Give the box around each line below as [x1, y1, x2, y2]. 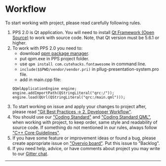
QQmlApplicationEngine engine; [12, 86, 77, 91]
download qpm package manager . [19, 50, 89, 56]
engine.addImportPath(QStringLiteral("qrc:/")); [12, 90, 115, 95]
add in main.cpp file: [19, 77, 62, 83]
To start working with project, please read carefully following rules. [5, 20, 141, 26]
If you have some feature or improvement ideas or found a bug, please [12, 135, 156, 141]
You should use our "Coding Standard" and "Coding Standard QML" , [12, 114, 152, 120]
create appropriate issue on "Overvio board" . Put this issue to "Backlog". [12, 140, 160, 146]
